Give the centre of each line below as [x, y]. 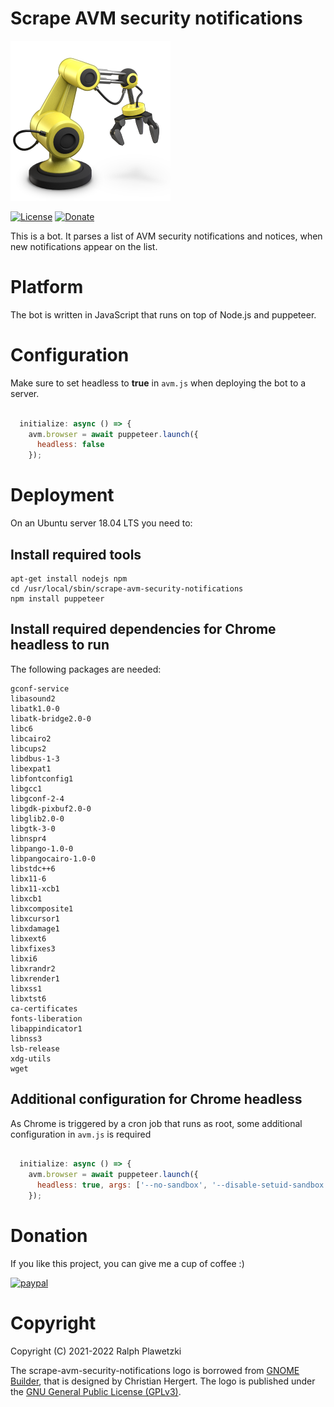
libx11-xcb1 [35, 888]
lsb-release [35, 1048]
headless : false [70, 445]
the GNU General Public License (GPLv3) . [96, 1391]
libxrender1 [35, 978]
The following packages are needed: [86, 669]
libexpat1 [31, 768]
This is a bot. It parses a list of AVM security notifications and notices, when [166, 236]
